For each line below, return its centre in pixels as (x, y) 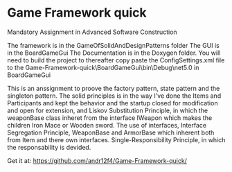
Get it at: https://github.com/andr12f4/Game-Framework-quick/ (97, 160)
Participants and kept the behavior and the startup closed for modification (113, 103)
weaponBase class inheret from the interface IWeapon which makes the (110, 118)
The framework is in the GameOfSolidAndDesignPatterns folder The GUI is (113, 45)
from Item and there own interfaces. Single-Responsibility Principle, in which (116, 139)
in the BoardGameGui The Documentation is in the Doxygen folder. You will (114, 53)
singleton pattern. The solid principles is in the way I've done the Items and (114, 96)
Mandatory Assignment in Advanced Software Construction (92, 32)
